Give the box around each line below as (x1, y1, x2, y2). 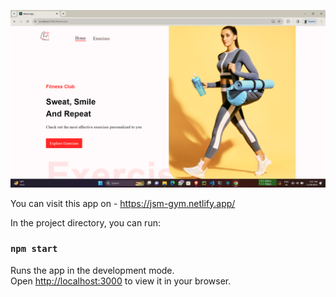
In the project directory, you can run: (10, 216, 161, 229)
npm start (10, 243, 58, 255)
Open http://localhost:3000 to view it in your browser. (10, 275, 232, 287)
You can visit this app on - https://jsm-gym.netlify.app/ (10, 197, 236, 209)
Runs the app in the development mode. (10, 264, 175, 276)
